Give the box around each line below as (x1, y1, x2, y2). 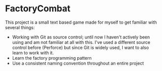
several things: (5, 24, 35, 30)
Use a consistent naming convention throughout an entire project (12, 60, 144, 66)
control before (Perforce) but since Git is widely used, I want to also (12, 44, 149, 50)
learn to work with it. (12, 50, 54, 56)
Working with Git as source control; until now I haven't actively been (12, 34, 150, 40)
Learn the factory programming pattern (12, 55, 92, 61)
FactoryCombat (5, 3, 71, 14)
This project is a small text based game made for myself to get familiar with (5, 19, 157, 25)
